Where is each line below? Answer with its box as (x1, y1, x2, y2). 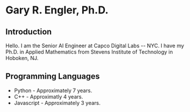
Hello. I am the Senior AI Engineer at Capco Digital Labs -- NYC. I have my (5, 42, 184, 49)
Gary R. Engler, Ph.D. (5, 3, 109, 17)
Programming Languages (5, 71, 100, 82)
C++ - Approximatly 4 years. (13, 93, 83, 100)
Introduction (5, 27, 52, 37)
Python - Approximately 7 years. (13, 87, 92, 94)
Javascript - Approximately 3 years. (13, 99, 101, 106)
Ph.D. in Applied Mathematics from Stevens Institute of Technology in (5, 48, 174, 55)
